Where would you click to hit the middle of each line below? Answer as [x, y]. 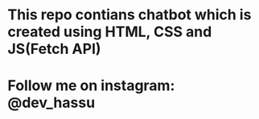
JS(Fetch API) [54, 49]
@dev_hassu [51, 103]
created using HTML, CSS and [110, 32]
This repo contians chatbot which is [129, 15]
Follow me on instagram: [91, 86]
